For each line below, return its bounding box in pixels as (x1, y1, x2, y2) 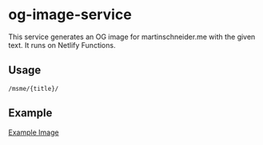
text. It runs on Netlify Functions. (8, 40, 116, 49)
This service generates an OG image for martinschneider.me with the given (8, 32, 256, 41)
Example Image (8, 127, 59, 137)
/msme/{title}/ (8, 84, 59, 92)
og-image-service (8, 6, 132, 24)
